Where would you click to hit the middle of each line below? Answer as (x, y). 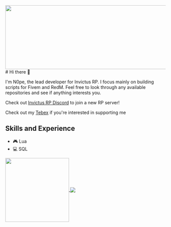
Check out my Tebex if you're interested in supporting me (66, 112)
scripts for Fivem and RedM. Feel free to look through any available (76, 87)
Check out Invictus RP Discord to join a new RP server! (62, 103)
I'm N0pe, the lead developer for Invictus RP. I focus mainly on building (80, 82)
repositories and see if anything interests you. (53, 93)
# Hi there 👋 (18, 72)
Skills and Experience (40, 129)
